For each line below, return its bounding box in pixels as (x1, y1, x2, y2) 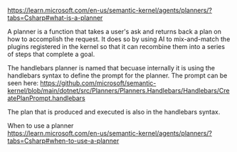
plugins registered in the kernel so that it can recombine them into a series (7, 43, 226, 50)
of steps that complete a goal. (7, 50, 95, 58)
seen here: (7, 79, 39, 87)
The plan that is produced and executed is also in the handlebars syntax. (7, 108, 221, 116)
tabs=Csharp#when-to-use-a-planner (7, 136, 120, 145)
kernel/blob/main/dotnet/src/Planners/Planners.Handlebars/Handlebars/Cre (7, 87, 230, 94)
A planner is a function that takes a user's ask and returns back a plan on (7, 28, 222, 36)
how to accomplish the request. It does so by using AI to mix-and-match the (7, 35, 231, 43)
